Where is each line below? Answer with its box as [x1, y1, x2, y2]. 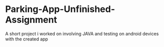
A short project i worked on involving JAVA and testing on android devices [5, 30, 159, 36]
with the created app [5, 36, 48, 42]
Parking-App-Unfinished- [5, 3, 115, 15]
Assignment [5, 14, 57, 25]
